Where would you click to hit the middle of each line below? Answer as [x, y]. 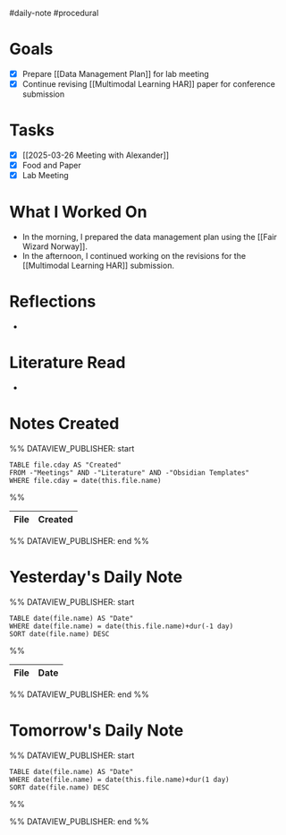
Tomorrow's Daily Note [97, 731]
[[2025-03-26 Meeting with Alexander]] [96, 155]
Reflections [53, 301]
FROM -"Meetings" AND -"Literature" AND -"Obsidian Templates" [130, 473]
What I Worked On [78, 212]
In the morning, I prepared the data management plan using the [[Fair [149, 237]
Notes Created [64, 424]
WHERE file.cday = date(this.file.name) [86, 480]
